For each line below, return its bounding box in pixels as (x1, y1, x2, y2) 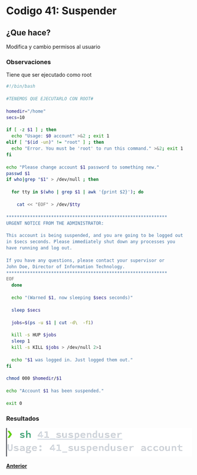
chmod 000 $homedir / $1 (6, 375, 62, 381)
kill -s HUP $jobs (11, 332, 57, 338)
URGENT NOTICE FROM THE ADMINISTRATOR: (6, 220, 104, 226)
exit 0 (6, 400, 22, 406)
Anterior (6, 462, 28, 469)
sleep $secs (11, 307, 41, 313)
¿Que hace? (6, 28, 51, 38)
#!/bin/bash (6, 84, 35, 90)
